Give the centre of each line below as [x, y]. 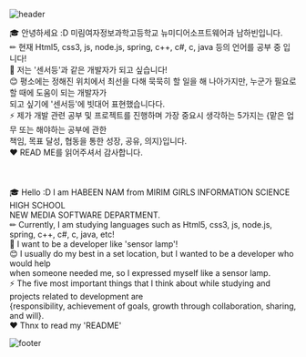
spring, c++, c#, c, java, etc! [62, 234]
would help [31, 263]
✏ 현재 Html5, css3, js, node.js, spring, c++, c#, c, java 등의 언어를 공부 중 [145, 47]
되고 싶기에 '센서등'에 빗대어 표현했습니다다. [87, 104]
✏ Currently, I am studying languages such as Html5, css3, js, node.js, [141, 224]
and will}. [27, 316]
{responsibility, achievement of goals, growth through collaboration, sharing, [153, 306]
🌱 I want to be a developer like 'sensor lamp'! [94, 244]
